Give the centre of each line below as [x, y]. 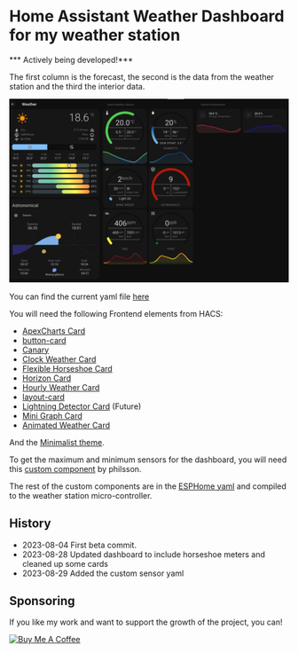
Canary [35, 350]
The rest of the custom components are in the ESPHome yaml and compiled [148, 486]
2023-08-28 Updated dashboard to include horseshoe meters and [144, 554]
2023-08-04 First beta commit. [79, 545]
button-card [44, 340]
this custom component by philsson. [75, 468]
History [30, 524]
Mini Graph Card [52, 415]
